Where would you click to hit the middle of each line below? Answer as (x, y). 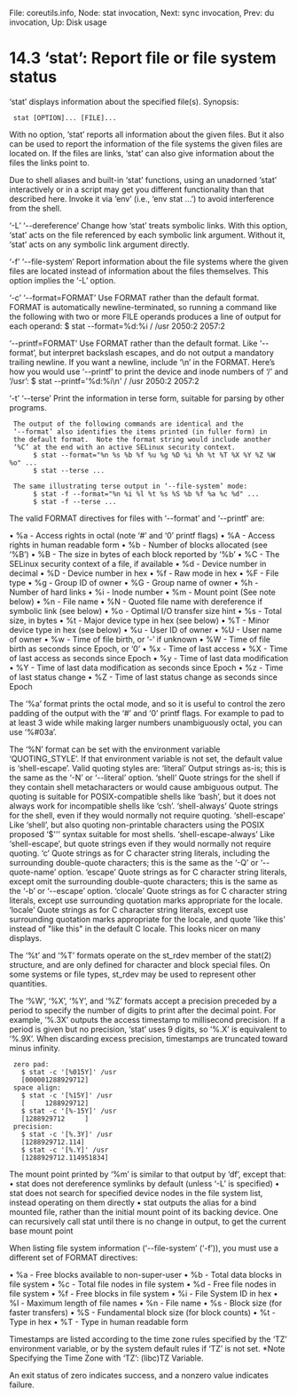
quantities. (28, 983)
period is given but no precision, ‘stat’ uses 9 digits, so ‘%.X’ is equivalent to (148, 1029)
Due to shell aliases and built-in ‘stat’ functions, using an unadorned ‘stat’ (143, 180)
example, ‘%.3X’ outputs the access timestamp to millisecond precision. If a (147, 1019)
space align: (37, 1088)
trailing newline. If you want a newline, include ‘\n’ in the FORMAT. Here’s (142, 362)
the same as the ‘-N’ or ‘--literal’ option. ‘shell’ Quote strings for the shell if (145, 778)
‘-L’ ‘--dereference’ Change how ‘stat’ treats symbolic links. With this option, (148, 225)
